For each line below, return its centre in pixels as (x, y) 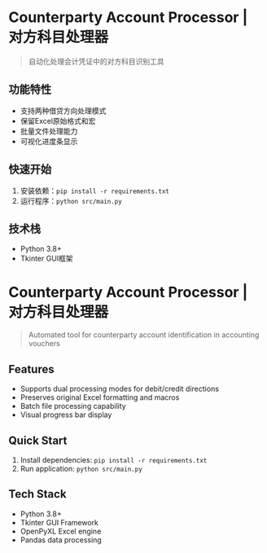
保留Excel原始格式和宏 (58, 121)
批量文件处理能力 (49, 131)
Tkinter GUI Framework (59, 522)
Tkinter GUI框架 (46, 259)
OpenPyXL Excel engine (61, 531)
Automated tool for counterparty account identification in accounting (144, 335)
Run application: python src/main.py (81, 468)
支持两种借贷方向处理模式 (63, 111)
